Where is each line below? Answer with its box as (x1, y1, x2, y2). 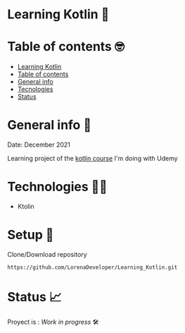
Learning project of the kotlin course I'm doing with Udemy (7, 155, 178, 163)
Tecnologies (17, 85, 53, 94)
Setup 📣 (7, 227, 54, 243)
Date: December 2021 (7, 140, 70, 149)
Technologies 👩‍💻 (7, 179, 108, 195)
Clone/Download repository (7, 250, 87, 258)
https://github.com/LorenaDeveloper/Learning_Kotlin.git (7, 264, 178, 271)
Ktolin (17, 202, 35, 210)
